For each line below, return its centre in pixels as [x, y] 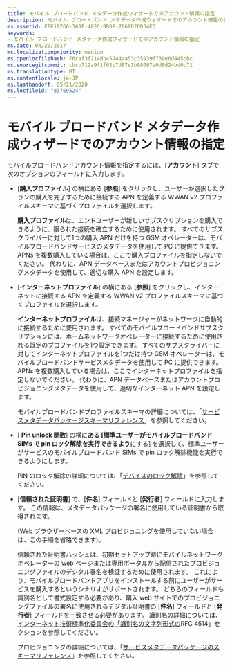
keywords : [21, 33]
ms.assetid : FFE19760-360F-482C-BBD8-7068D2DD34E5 [81, 26]
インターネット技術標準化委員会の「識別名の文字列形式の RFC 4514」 [116, 624]
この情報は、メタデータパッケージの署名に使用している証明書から [124, 508]
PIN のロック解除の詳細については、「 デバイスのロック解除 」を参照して [118, 476]
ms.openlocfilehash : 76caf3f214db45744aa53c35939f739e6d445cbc [100, 59]
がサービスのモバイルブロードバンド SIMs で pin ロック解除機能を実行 [117, 452]
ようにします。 [50, 461]
